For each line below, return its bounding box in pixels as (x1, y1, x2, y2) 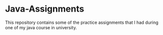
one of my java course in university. (5, 24, 77, 30)
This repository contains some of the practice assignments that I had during (5, 19, 159, 25)
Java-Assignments (5, 3, 84, 15)
